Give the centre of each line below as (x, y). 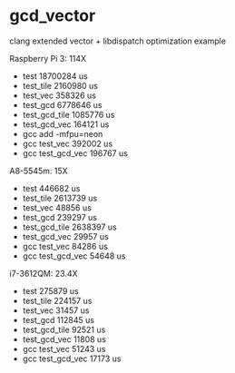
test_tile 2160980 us (60, 85)
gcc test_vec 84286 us (65, 246)
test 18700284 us (55, 76)
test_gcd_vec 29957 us (65, 236)
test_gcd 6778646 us (62, 104)
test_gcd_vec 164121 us (66, 124)
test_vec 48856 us (57, 207)
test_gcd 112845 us (59, 319)
